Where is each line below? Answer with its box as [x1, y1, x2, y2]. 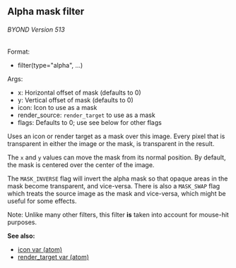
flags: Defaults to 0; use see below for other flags [17, 118, 163, 126]
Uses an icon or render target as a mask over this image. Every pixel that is [7, 132, 225, 140]
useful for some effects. [7, 197, 77, 205]
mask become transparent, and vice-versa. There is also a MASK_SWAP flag [7, 181, 220, 190]
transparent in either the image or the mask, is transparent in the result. [7, 139, 215, 147]
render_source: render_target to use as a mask [17, 111, 155, 119]
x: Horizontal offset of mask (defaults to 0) [17, 88, 141, 97]
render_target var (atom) [17, 252, 90, 261]
